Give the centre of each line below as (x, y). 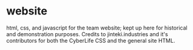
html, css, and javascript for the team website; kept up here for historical (97, 28)
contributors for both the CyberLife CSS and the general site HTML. (91, 40)
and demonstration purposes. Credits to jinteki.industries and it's (87, 34)
